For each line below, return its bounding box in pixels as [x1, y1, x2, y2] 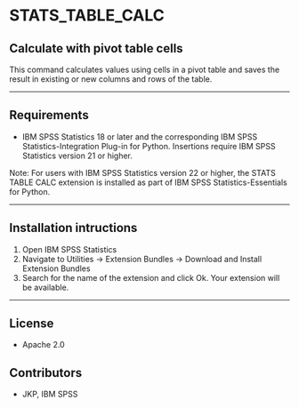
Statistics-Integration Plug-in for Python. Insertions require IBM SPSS [21, 140, 276, 151]
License [9, 316, 54, 332]
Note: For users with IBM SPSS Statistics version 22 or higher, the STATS [9, 167, 276, 178]
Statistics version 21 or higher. [21, 150, 133, 161]
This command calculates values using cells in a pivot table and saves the [9, 64, 280, 75]
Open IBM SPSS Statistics [21, 244, 117, 254]
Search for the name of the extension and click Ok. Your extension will [21, 272, 280, 283]
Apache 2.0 [21, 340, 65, 350]
